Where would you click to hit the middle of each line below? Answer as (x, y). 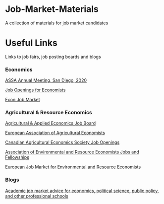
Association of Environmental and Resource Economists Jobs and (72, 152)
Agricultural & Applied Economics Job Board (50, 123)
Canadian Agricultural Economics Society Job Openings (62, 142)
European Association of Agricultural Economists (55, 133)
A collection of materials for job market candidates (57, 23)
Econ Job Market (23, 100)
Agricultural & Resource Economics (49, 113)
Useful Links (31, 43)
